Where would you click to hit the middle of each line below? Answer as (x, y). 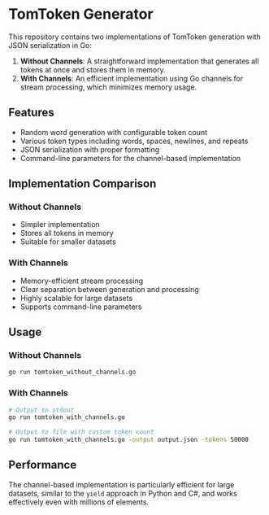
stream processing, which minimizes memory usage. (108, 87)
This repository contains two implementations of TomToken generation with (135, 37)
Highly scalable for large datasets (76, 298)
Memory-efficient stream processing (82, 281)
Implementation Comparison (82, 184)
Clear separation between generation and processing (109, 289)
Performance (43, 465)
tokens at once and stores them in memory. (93, 69)
